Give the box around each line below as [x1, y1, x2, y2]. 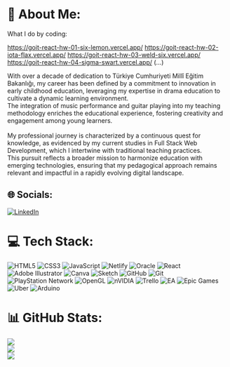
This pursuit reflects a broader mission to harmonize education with [7, 154, 203, 162]
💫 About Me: [7, 6, 81, 22]
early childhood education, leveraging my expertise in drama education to [7, 86, 221, 95]
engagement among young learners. [7, 116, 113, 125]
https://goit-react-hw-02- [144, 43, 219, 51]
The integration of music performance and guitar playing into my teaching [7, 101, 221, 109]
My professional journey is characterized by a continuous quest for [7, 131, 201, 140]
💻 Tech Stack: [7, 233, 94, 249]
